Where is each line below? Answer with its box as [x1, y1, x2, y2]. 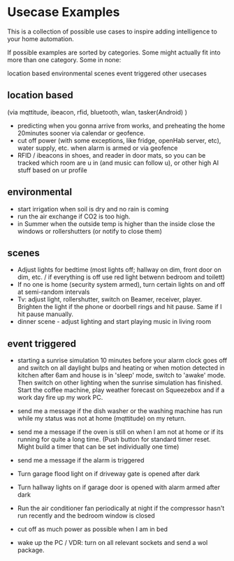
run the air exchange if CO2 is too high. [17, 212, 131, 220]
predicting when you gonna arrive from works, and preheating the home [17, 121, 226, 130]
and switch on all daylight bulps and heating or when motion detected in [17, 364, 225, 372]
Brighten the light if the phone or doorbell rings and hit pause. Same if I [17, 303, 222, 311]
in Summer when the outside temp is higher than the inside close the [17, 219, 215, 227]
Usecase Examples [7, 4, 120, 20]
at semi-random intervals [17, 287, 90, 297]
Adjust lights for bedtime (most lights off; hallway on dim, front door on [17, 266, 221, 274]
